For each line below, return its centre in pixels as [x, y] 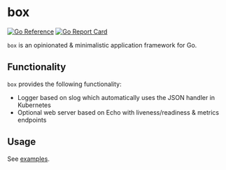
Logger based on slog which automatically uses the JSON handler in [116, 97]
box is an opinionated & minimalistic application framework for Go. [102, 45]
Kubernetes [34, 105]
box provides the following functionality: [64, 84]
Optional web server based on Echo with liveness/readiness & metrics [118, 112]
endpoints [32, 120]
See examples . [29, 159]
